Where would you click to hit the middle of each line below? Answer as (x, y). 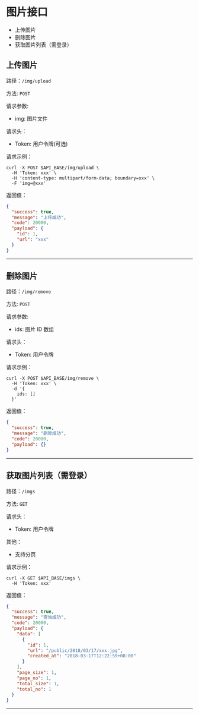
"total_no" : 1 (34, 689)
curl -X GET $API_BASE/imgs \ (44, 578)
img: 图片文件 (31, 118)
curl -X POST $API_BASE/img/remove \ (53, 379)
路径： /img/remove (29, 291)
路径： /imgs (21, 491)
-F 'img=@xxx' (29, 183)
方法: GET (17, 503)
